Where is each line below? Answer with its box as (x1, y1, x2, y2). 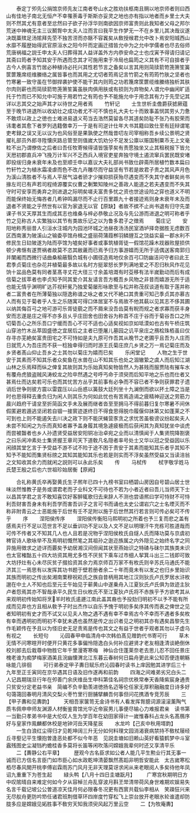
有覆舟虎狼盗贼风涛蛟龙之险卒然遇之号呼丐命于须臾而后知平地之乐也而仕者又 (6, 371, 190, 378)
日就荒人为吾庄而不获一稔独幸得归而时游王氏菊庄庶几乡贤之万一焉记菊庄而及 (6, 342, 190, 348)
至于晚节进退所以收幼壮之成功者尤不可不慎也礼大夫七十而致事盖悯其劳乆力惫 (6, 108, 190, 114)
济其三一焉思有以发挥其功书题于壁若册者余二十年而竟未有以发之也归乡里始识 (6, 567, 190, 573)
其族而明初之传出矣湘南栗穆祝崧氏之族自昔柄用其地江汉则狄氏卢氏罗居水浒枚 (6, 574, 190, 581)
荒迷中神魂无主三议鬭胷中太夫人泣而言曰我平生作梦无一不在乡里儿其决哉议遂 (6, 27, 190, 34)
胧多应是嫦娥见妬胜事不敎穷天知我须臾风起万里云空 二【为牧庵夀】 (6, 801, 176, 807)
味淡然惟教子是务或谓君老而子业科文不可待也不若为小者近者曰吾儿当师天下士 (6, 486, 190, 493)
